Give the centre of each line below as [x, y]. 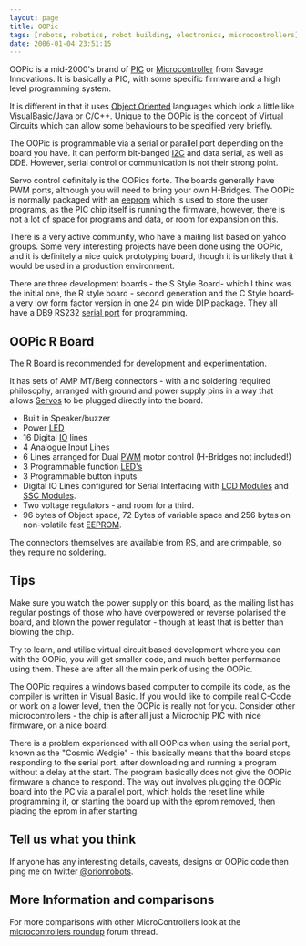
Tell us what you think [73, 840]
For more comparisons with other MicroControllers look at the [125, 921]
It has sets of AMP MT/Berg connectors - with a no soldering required [140, 381]
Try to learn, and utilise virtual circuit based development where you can [145, 650]
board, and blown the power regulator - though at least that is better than [147, 622]
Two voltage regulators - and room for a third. [108, 505]
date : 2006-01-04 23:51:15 [61, 43]
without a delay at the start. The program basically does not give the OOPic [150, 772]
